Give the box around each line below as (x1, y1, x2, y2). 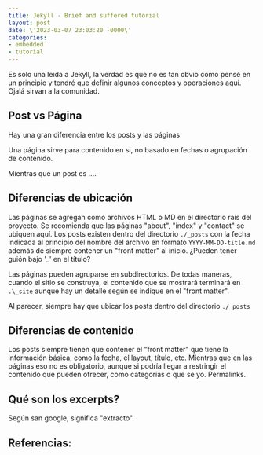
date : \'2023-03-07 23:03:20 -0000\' (8, 26, 132, 34)
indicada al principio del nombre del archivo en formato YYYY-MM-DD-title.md (8, 237, 256, 247)
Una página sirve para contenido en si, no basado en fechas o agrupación (8, 145, 247, 154)
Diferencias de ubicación (8, 192, 133, 205)
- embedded (8, 41, 44, 49)
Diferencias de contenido (8, 324, 134, 338)
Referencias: (8, 436, 72, 449)
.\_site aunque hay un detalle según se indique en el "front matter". (8, 286, 230, 295)
